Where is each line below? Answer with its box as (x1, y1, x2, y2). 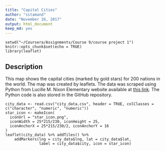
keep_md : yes (5, 26, 33, 31)
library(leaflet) (5, 49, 42, 54)
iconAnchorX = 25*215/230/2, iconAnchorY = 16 (10, 123, 109, 128)
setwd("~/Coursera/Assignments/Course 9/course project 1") (5, 40, 134, 45)
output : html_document (5, 21, 53, 27)
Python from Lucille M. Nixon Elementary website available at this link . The (5, 86, 160, 92)
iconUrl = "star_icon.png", (10, 114, 69, 120)
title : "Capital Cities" (5, 7, 57, 13)
